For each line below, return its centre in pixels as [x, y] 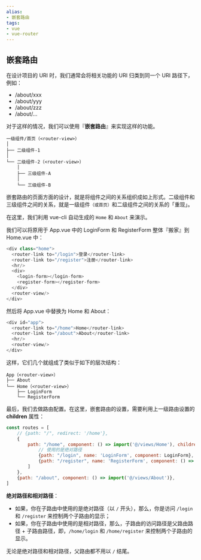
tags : [13, 23]
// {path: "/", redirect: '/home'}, [63, 433]
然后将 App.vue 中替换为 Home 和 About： [59, 311]
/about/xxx [28, 95]
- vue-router [22, 34]
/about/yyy [28, 101]
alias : [14, 12]
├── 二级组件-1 [23, 150]
